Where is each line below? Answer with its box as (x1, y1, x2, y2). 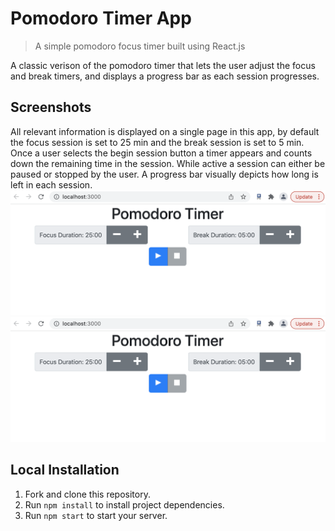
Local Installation (10, 462, 120, 479)
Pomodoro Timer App (10, 7, 192, 30)
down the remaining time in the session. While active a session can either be (10, 157, 326, 169)
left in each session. (10, 178, 93, 191)
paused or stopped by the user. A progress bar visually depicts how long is (10, 168, 319, 180)
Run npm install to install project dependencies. (24, 498, 225, 511)
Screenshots (10, 99, 92, 116)
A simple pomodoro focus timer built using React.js (34, 40, 246, 52)
